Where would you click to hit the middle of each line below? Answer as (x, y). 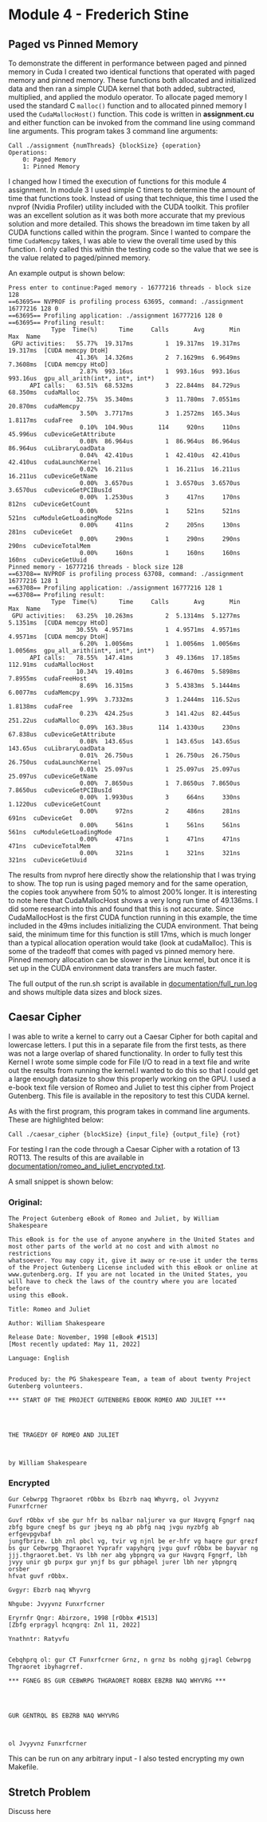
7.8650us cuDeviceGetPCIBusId (60, 791)
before (19, 1289)
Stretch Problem (50, 1792)
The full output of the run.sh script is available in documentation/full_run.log (133, 984)
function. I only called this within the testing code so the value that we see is (133, 249)
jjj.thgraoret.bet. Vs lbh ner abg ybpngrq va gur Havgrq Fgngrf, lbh (128, 1556)
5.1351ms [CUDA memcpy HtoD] (59, 623)
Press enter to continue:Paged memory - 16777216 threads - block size (130, 288)
